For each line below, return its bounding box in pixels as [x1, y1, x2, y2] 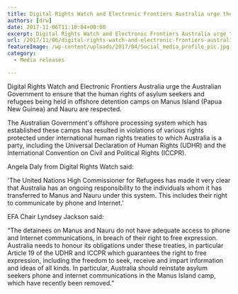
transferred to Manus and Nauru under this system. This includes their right [7, 191, 228, 199]
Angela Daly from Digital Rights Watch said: [7, 162, 135, 171]
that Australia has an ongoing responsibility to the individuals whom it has [7, 183, 222, 192]
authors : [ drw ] [7, 17, 52, 24]
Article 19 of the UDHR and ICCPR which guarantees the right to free [7, 249, 208, 257]
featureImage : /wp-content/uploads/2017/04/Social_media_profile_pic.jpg [7, 43, 230, 50]
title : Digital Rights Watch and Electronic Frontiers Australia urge [7, 10, 220, 18]
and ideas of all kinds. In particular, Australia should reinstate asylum [7, 264, 208, 272]
